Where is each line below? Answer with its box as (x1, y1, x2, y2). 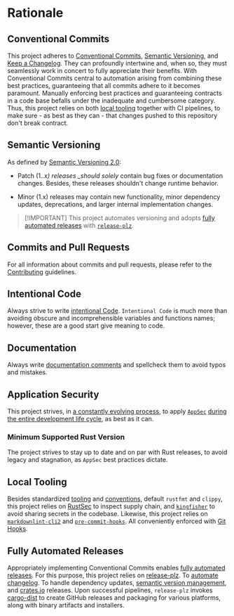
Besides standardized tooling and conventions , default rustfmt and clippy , (7, 494, 223, 503)
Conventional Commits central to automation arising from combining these (7, 74, 222, 82)
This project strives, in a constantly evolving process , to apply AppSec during (7, 407, 227, 416)
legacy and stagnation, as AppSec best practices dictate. (7, 456, 168, 464)
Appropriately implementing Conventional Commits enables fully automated (7, 563, 226, 572)
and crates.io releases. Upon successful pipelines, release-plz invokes (7, 586, 213, 594)
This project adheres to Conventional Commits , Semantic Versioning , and (7, 51, 219, 60)
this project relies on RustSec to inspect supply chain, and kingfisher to (7, 502, 216, 511)
